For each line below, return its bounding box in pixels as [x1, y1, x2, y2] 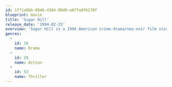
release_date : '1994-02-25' [5, 21, 66, 27]
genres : [5, 31, 22, 36]
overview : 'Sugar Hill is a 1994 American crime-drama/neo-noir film [5, 27, 157, 32]
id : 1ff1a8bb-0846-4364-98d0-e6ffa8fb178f [5, 7, 97, 13]
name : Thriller [14, 74, 47, 79]
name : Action [14, 60, 42, 65]
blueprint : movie [5, 12, 42, 17]
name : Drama [14, 46, 40, 51]
